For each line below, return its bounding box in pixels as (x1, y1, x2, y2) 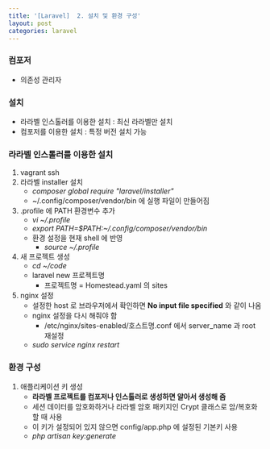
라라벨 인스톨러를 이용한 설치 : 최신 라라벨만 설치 (19, 116, 173, 126)
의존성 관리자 (19, 74, 62, 85)
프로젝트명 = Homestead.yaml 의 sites (44, 281, 168, 290)
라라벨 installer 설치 (19, 177, 83, 187)
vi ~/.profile (31, 215, 71, 225)
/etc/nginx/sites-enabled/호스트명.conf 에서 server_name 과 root (44, 321, 256, 331)
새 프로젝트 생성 (19, 252, 70, 262)
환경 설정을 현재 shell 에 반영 (31, 233, 123, 243)
